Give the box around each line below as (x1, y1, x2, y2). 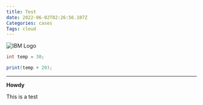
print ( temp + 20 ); (6, 65, 53, 71)
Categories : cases (6, 20, 53, 26)
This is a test (6, 93, 38, 100)
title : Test (6, 8, 36, 15)
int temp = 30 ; (6, 54, 45, 60)
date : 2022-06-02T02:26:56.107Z (6, 14, 88, 21)
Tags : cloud (6, 25, 36, 32)
